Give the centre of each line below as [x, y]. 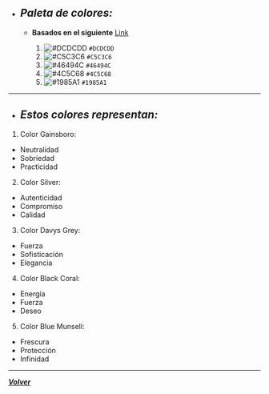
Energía [32, 293]
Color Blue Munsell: [52, 326]
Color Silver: [40, 182]
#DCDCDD [102, 48]
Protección [38, 350]
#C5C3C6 [99, 57]
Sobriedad [37, 158]
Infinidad [34, 359]
